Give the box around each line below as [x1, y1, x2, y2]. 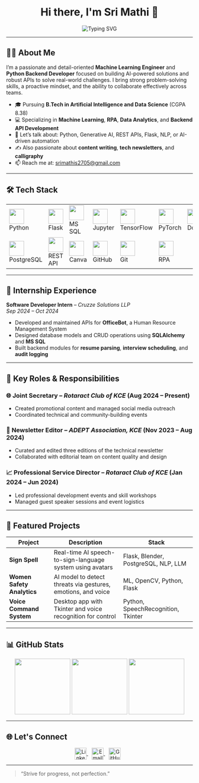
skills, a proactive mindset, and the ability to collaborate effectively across [6, 83, 187, 90]
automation [31, 137, 59, 144]
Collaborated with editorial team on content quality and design [14, 453, 167, 460]
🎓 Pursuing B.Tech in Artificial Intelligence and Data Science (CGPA [14, 100, 186, 108]
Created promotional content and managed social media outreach [14, 405, 176, 412]
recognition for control [53, 612, 117, 621]
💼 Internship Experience [6, 285, 97, 295]
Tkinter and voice [53, 605, 102, 613]
